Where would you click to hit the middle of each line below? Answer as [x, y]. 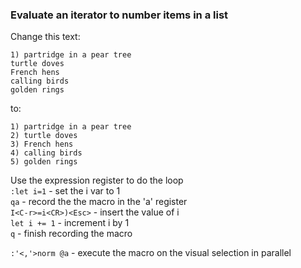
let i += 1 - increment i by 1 [70, 223]
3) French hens [42, 144]
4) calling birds [46, 153]
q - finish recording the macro [71, 234]
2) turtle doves [44, 136]
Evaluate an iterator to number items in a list [119, 15]
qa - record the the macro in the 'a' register [99, 202]
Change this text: [45, 37]
